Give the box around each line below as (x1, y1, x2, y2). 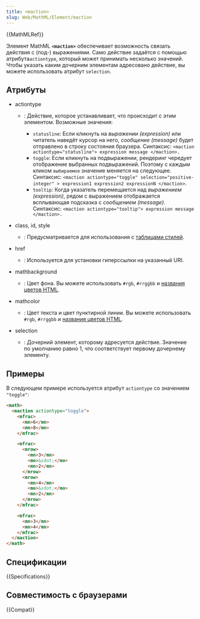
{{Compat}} (6, 606, 35, 613)
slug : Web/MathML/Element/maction (6, 14, 93, 20)
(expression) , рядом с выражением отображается (32, 192, 160, 200)
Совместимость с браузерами (6, 590, 127, 600)
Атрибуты (6, 85, 46, 95)
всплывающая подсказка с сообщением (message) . (32, 199, 166, 206)
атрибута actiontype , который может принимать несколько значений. (6, 55, 184, 62)
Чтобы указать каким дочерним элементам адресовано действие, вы (6, 61, 186, 69)
